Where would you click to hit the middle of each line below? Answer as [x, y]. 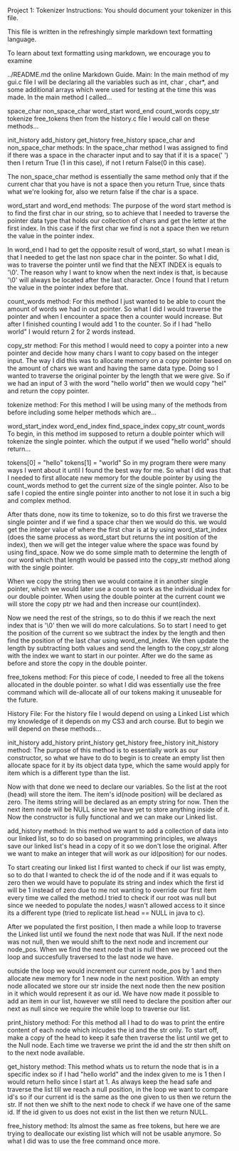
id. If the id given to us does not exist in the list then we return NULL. [108, 1112]
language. [22, 39]
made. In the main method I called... [60, 97]
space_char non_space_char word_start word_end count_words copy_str [113, 111]
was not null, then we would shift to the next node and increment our [108, 942]
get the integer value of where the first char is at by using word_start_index [117, 530]
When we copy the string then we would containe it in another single [108, 581]
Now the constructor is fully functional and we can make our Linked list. [112, 817]
